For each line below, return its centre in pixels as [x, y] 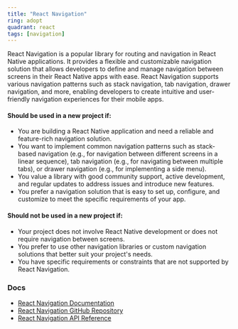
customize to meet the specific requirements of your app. [102, 199]
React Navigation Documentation [66, 303]
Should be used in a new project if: [59, 115]
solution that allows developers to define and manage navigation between [115, 69]
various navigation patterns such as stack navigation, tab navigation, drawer [119, 84]
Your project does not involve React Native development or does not [118, 231]
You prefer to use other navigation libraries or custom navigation [112, 247]
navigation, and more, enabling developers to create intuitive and [102, 92]
